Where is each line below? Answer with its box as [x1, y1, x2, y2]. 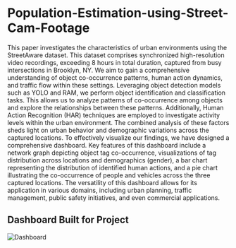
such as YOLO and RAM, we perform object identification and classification [7, 88, 226, 97]
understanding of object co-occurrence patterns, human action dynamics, [7, 73, 223, 82]
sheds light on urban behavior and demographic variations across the [7, 126, 209, 134]
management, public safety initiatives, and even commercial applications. [7, 193, 221, 202]
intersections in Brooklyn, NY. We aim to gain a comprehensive [7, 66, 190, 74]
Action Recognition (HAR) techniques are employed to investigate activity [7, 111, 221, 119]
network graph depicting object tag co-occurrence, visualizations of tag [7, 148, 217, 157]
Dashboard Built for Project [7, 214, 129, 226]
